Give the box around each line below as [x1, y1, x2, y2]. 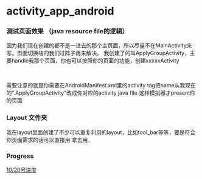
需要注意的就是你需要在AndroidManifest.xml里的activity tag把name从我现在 [6, 82, 196, 89]
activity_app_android [6, 4, 114, 18]
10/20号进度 [6, 166, 37, 174]
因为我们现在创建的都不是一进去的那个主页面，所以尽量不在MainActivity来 [6, 42, 192, 49]
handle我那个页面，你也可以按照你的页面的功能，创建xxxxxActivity [11, 57, 179, 64]
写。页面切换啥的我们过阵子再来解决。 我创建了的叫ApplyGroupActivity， [6, 50, 190, 57]
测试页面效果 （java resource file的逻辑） [6, 27, 129, 36]
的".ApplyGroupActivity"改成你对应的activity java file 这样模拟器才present [6, 89, 190, 96]
